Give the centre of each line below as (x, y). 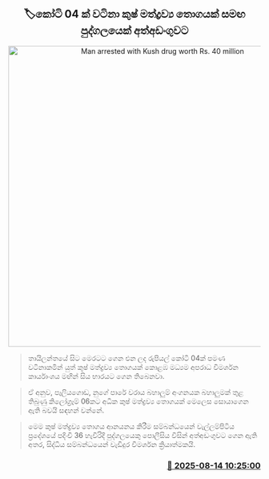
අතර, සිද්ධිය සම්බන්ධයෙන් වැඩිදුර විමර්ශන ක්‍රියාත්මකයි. (112, 444)
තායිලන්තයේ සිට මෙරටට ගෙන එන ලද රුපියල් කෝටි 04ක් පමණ (126, 358)
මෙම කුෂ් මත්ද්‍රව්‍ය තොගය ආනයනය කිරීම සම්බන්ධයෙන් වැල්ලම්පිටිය (131, 426)
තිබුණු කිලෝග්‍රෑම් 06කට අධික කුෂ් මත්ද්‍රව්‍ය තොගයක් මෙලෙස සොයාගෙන (139, 401)
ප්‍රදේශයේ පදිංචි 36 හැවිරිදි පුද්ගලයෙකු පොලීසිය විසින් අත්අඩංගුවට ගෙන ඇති (143, 435)
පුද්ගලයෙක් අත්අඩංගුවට (134, 31)
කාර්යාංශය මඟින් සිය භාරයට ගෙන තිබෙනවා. (96, 375)
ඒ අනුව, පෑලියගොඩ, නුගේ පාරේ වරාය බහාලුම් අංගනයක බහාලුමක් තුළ (136, 392)
